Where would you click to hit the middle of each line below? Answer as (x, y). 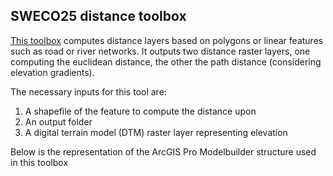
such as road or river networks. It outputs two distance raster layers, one (160, 51)
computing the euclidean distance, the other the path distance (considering (166, 61)
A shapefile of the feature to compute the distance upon (140, 111)
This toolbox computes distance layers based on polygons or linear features (167, 40)
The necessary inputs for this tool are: (88, 91)
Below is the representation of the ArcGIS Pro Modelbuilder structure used (163, 151)
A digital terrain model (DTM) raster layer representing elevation (156, 132)
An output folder (58, 121)
